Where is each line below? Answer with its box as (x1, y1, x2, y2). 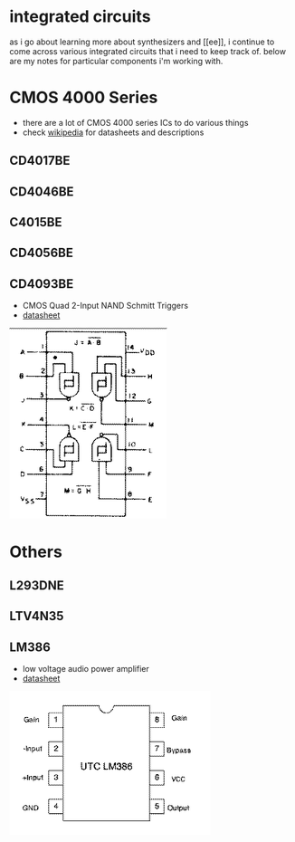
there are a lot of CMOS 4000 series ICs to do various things (22, 117, 249, 128)
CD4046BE (9, 184, 74, 199)
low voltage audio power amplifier (22, 664, 149, 675)
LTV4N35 (9, 608, 64, 624)
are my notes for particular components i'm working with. (9, 55, 224, 66)
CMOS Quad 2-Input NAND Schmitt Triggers (22, 301, 188, 311)
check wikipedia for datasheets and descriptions (22, 127, 205, 138)
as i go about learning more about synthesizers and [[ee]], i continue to (9, 36, 275, 47)
